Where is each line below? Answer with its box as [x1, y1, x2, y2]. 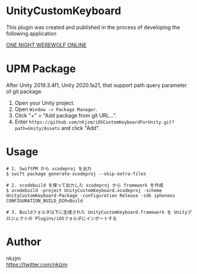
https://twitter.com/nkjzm [6, 261, 68, 268]
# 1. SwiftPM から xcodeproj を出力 [6, 165, 92, 172]
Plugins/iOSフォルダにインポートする [35, 216, 117, 221]
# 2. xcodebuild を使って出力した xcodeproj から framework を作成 [6, 182, 164, 188]
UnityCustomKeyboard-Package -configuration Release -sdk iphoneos [6, 193, 176, 198]
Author [6, 235, 41, 249]
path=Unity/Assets [14, 125, 60, 131]
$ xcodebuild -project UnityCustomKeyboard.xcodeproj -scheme [6, 187, 162, 193]
